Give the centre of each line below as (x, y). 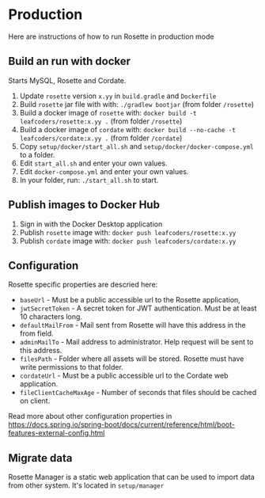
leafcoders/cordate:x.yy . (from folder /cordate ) (101, 138)
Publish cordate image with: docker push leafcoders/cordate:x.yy (128, 241)
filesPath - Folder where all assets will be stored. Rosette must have (132, 359)
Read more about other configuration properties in (90, 416)
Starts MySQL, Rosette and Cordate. (67, 80)
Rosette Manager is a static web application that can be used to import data (131, 477)
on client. (35, 401)
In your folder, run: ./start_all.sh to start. (89, 180)
